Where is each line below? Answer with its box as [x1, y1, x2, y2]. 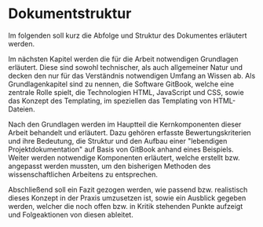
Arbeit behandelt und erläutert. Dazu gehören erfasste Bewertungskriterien [8, 127, 251, 137]
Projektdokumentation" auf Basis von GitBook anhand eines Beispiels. [8, 145, 234, 154]
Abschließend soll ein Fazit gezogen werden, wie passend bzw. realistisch [8, 185, 248, 194]
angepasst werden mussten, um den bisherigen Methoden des [8, 161, 211, 170]
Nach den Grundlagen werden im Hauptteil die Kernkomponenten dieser [8, 119, 242, 129]
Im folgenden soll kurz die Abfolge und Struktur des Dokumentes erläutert [8, 31, 247, 40]
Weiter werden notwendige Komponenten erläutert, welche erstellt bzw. [8, 152, 240, 162]
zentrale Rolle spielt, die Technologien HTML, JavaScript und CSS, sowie [8, 87, 245, 97]
